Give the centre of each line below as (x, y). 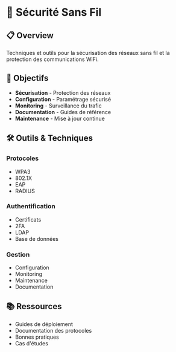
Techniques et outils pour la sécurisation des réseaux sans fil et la (88, 53)
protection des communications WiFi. (52, 59)
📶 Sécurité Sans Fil (54, 12)
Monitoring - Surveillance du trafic (58, 106)
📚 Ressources (34, 306)
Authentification (31, 206)
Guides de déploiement (44, 324)
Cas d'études (31, 343)
